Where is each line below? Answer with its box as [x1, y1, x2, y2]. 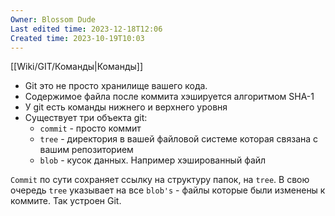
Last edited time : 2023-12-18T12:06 [10, 24, 163, 34]
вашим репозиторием [39, 144, 134, 156]
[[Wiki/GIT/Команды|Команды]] [10, 61, 144, 73]
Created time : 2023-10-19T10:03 [10, 33, 145, 43]
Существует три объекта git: [24, 112, 148, 124]
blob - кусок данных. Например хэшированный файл [39, 154, 267, 166]
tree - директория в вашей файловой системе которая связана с [39, 133, 319, 145]
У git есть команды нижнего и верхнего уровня [24, 101, 228, 113]
